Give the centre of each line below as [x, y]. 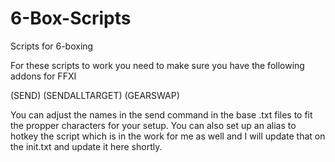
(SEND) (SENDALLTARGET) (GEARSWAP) [95, 95]
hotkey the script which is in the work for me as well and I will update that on [168, 136]
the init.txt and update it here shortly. [86, 146]
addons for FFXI [43, 76]
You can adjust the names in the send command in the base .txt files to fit [161, 114]
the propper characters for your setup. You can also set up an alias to [153, 125]
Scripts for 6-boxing [52, 46]
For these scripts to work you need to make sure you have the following [157, 65]
